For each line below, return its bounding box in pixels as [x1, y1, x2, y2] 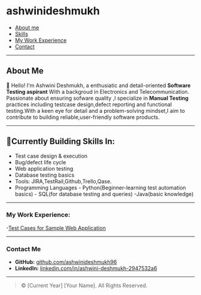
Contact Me [6, 245, 41, 253]
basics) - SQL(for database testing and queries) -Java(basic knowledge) [14, 190, 194, 198]
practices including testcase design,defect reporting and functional [6, 100, 172, 108]
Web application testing [14, 165, 74, 172]
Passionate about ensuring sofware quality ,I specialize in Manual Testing [6, 94, 189, 102]
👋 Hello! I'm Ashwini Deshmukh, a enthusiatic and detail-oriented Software [6, 82, 191, 89]
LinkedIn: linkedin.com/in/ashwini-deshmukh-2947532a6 [14, 265, 157, 272]
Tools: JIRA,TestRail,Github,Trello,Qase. [14, 177, 112, 185]
